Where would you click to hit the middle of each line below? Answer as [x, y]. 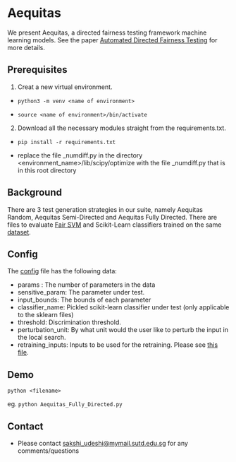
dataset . [19, 232]
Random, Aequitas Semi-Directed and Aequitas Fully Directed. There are [112, 217]
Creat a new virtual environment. [65, 87]
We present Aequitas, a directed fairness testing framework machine [107, 32]
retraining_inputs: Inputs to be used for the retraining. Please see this [118, 345]
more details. [26, 47]
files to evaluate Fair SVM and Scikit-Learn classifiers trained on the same [114, 225]
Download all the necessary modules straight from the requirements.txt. [122, 128]
